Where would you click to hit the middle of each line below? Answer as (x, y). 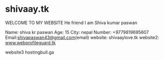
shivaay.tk (27, 9)
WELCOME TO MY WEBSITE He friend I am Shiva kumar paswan (71, 23)
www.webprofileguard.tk (31, 42)
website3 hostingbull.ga (30, 52)
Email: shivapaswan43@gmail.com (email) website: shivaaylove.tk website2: (82, 37)
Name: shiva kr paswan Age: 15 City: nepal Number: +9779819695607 (77, 32)
